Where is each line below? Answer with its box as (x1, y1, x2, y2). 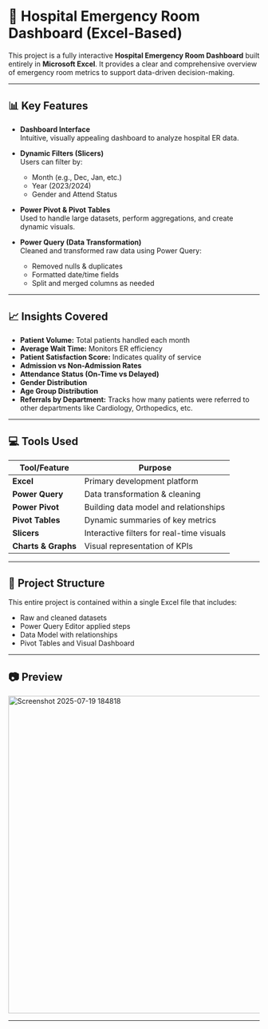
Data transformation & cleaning (84, 489, 201, 500)
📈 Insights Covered (8, 310, 108, 324)
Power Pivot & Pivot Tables (19, 205, 111, 214)
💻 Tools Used (8, 435, 78, 448)
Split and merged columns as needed (31, 278, 155, 288)
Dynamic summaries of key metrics (84, 514, 217, 526)
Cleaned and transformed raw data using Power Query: (19, 245, 202, 255)
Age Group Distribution (19, 386, 98, 395)
